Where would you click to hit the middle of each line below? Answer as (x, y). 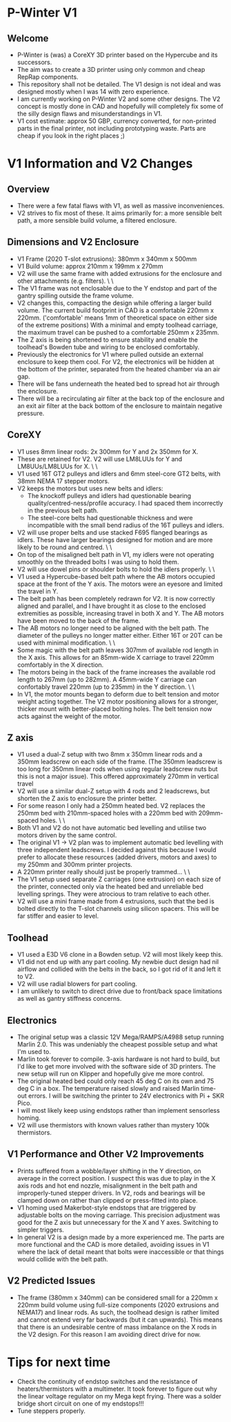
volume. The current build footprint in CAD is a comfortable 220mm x (115, 310)
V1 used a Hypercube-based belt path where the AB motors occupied (116, 576)
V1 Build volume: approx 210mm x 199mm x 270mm (90, 266)
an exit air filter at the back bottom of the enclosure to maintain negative (120, 405)
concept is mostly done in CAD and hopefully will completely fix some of (120, 106)
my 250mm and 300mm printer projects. (75, 865)
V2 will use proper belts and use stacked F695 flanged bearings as (112, 532)
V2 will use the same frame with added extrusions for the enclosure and (119, 273)
